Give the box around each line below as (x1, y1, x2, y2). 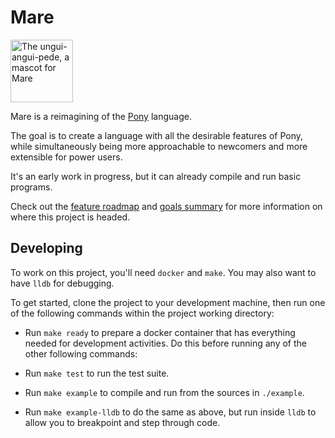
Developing (10, 240, 83, 257)
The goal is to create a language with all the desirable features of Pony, (10, 129, 304, 141)
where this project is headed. (10, 211, 131, 223)
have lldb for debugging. (10, 277, 115, 289)
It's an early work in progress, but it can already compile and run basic (10, 170, 302, 182)
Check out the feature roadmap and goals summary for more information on (10, 200, 323, 212)
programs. (10, 181, 53, 193)
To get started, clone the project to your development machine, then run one (10, 296, 326, 308)
